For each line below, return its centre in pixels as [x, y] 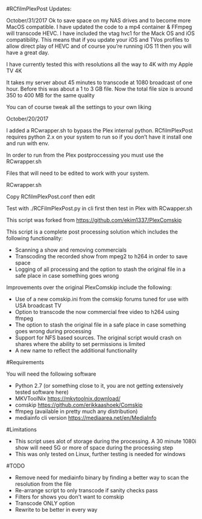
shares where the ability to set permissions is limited [80, 344]
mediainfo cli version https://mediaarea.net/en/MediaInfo [86, 418]
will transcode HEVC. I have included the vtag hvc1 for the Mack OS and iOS [100, 33]
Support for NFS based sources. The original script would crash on [98, 338]
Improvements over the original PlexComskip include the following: [89, 287]
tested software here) [42, 392]
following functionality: [35, 238]
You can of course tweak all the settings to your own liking [79, 107]
